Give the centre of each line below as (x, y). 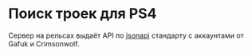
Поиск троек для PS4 (83, 14)
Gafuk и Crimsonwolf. (44, 43)
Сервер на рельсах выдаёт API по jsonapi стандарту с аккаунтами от (126, 35)
